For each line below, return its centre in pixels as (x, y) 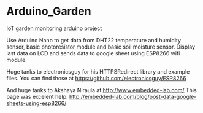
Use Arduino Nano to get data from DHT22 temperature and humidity (94, 40)
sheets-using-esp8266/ (36, 103)
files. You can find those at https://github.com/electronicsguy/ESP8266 (96, 78)
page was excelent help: (37, 96)
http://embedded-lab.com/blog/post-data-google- (133, 96)
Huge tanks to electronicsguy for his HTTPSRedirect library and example (98, 71)
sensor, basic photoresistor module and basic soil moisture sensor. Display (101, 47)
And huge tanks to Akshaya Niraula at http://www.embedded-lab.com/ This (102, 90)
